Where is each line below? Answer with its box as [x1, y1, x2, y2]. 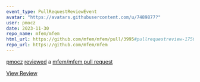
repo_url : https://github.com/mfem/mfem [6, 42, 108, 48]
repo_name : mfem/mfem [6, 31, 60, 37]
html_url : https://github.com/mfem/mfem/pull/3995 [6, 36, 135, 42]
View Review [6, 70, 37, 77]
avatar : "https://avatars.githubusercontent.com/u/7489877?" [6, 14, 161, 20]
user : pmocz [6, 20, 36, 26]
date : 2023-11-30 [6, 25, 49, 31]
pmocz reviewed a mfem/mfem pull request [6, 58, 113, 65]
